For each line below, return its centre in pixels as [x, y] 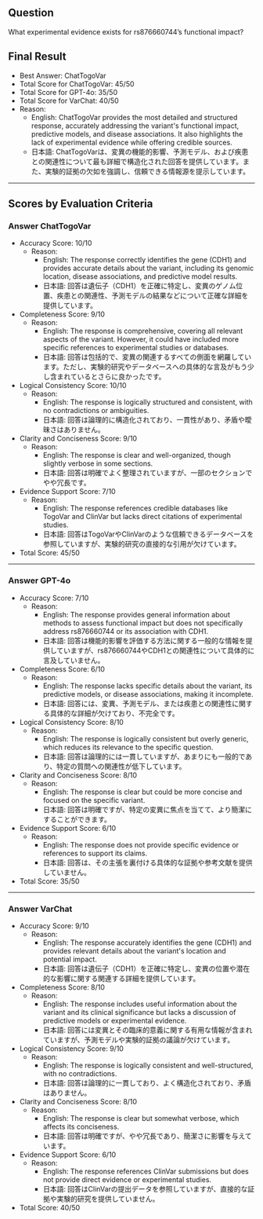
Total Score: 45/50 [50, 553]
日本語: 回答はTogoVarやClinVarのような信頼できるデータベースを [148, 534]
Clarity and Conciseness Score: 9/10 [78, 438]
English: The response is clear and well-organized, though [137, 456]
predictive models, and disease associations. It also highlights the [137, 134]
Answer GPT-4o [40, 580]
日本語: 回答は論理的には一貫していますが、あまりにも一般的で [144, 756]
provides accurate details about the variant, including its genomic [148, 268]
